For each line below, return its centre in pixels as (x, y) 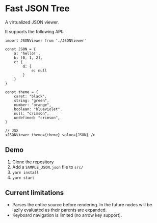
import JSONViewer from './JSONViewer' (46, 40)
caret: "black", (31, 96)
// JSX (12, 130)
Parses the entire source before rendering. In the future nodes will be (82, 204)
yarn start (23, 178)
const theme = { (22, 92)
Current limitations (34, 193)
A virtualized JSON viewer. (32, 22)
